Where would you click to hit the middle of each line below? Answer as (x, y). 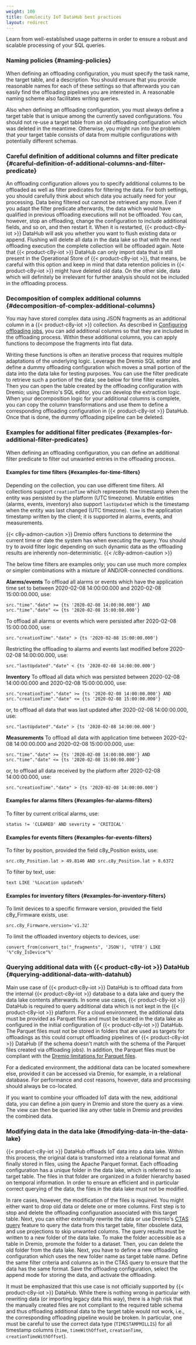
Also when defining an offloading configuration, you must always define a (95, 110)
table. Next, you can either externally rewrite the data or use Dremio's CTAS (97, 1219)
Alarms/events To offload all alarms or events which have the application (94, 582)
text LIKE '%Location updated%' (45, 883)
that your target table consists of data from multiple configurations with (92, 134)
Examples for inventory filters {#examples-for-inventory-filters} (86, 895)
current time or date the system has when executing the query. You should (96, 540)
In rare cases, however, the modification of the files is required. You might (95, 1200)
